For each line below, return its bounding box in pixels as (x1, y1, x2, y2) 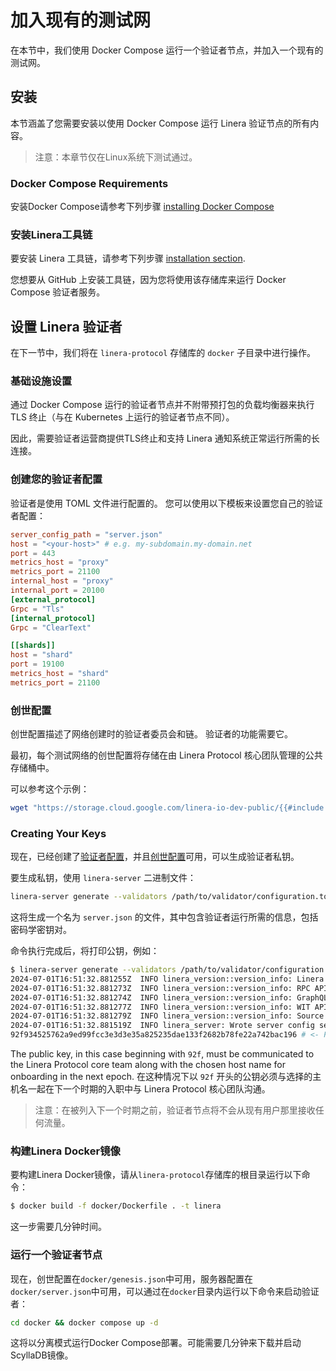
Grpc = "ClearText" (10, 622, 92, 633)
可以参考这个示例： (10, 783, 90, 795)
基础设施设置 (10, 374, 73, 388)
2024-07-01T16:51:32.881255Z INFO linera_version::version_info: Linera (10, 974, 325, 984)
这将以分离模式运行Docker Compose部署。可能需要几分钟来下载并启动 (10, 1337, 302, 1349)
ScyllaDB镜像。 (10, 1349, 74, 1361)
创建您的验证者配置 (10, 472, 103, 486)
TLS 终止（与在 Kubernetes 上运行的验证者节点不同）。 (10, 411, 235, 423)
